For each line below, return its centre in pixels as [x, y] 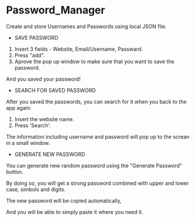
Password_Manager [55, 10]
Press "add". [29, 55]
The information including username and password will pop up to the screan [98, 137]
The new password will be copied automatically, [64, 201]
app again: [19, 108]
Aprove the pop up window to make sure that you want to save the [94, 61]
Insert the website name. [44, 119]
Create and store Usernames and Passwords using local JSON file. [86, 26]
